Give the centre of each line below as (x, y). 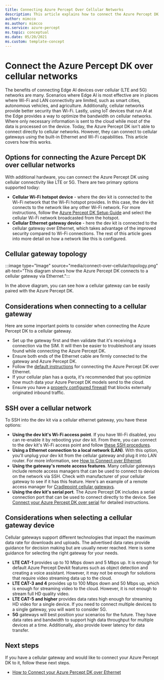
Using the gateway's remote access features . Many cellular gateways (84, 466)
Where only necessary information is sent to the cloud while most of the (78, 121)
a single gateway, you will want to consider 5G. (59, 609)
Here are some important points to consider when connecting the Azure (78, 326)
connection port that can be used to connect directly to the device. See (84, 497)
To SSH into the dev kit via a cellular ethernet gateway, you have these (76, 419)
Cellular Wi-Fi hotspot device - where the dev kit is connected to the (82, 197)
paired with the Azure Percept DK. (39, 291)
